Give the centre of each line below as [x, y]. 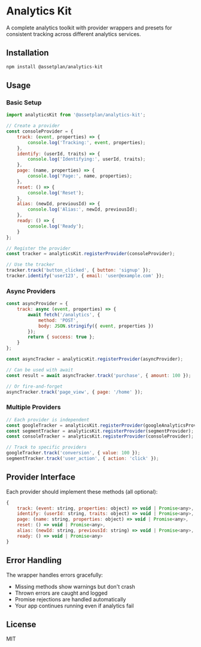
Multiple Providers [33, 408]
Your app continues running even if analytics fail [74, 606]
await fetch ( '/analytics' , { [64, 314]
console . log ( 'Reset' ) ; [56, 193]
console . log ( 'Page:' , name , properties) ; [80, 176]
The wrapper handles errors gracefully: [55, 575]
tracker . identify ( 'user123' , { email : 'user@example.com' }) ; [85, 276]
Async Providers [31, 291]
